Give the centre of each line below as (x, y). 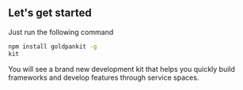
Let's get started (50, 13)
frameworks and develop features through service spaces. (104, 77)
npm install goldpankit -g (53, 47)
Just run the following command (61, 32)
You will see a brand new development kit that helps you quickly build (122, 69)
